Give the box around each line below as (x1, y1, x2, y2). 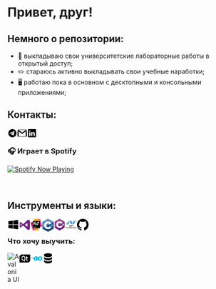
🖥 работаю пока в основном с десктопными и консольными (17, 78, 202, 86)
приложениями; (17, 88, 66, 96)
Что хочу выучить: (7, 236, 76, 246)
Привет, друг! (7, 4, 93, 21)
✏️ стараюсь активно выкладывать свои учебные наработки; (17, 67, 205, 76)
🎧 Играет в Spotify (7, 146, 77, 156)
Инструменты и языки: (7, 199, 116, 211)
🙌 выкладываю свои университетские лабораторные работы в (17, 51, 210, 60)
